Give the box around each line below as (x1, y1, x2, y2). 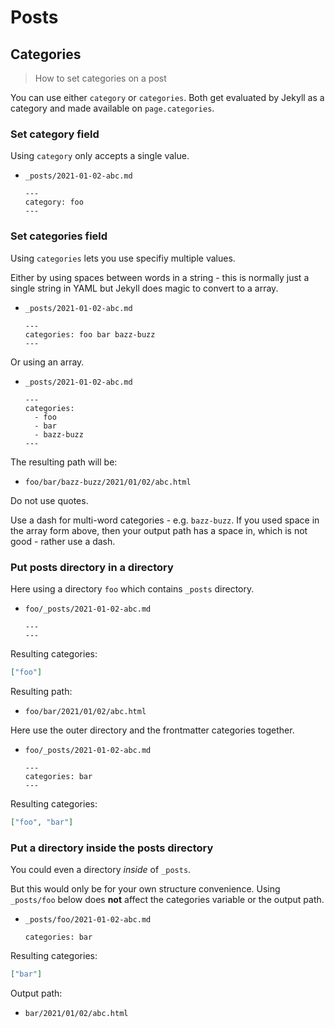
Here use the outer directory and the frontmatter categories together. (10, 724, 295, 736)
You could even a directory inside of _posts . (10, 863, 192, 875)
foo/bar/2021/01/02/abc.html (24, 706, 147, 716)
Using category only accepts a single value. (10, 150, 190, 162)
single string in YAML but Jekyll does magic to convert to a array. (10, 282, 279, 294)
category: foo (24, 197, 84, 208)
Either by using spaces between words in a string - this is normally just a (10, 271, 310, 283)
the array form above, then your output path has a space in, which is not (10, 524, 308, 536)
